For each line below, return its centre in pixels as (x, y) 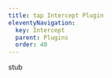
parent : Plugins (42, 37)
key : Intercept (40, 30)
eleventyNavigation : (42, 23)
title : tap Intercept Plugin (56, 15)
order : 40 (31, 45)
